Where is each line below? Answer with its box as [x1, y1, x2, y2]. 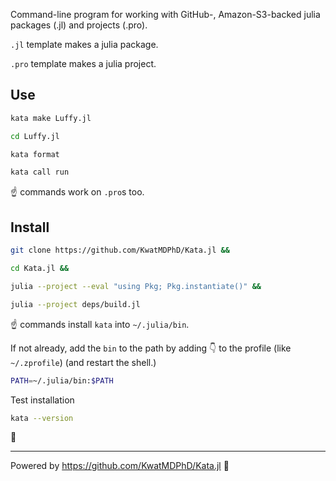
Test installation [10, 394, 75, 406]
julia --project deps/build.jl [10, 299, 141, 309]
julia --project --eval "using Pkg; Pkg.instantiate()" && [10, 281, 262, 291]
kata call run [10, 167, 70, 178]
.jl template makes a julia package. [10, 39, 159, 50]
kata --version [10, 413, 74, 423]
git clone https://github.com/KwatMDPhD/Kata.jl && [10, 245, 230, 256]
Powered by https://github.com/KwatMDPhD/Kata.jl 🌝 [10, 460, 230, 472]
